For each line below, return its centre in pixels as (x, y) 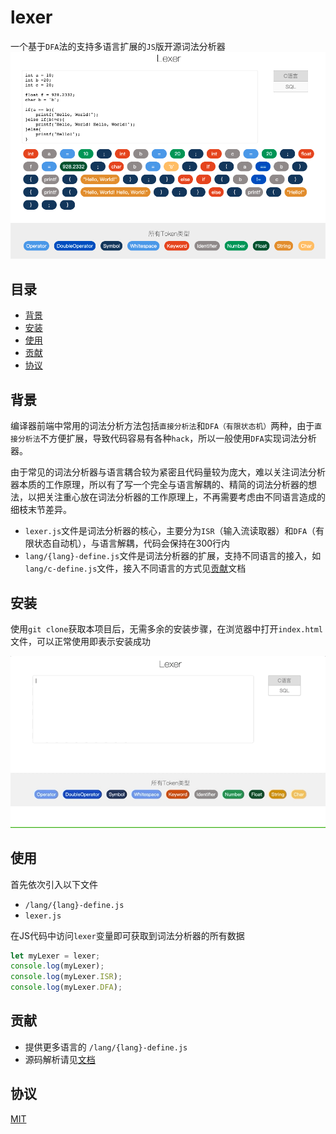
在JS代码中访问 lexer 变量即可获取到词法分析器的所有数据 (127, 935)
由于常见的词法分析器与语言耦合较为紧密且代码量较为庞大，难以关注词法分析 (168, 472)
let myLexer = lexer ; (55, 956)
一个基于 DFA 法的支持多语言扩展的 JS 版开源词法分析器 (118, 46)
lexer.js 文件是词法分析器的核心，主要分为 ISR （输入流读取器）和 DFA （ (170, 531)
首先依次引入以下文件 (54, 884)
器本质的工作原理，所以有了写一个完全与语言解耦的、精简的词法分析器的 (159, 485)
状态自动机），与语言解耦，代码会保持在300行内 (132, 543)
